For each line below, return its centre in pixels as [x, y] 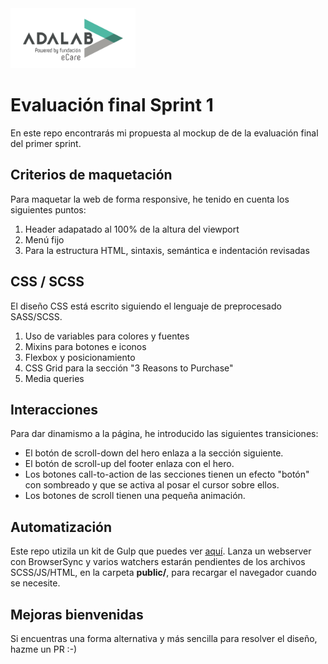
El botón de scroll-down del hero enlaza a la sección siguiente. [154, 453]
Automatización [61, 527]
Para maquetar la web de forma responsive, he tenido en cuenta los [150, 199]
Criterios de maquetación [91, 175]
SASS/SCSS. [36, 316]
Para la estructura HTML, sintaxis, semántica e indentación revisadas [167, 250]
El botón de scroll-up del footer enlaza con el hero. [129, 464]
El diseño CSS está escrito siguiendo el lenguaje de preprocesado [146, 306]
